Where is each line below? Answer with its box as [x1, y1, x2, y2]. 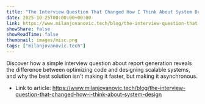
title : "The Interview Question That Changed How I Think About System [6, 9, 192, 15]
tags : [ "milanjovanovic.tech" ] [6, 43, 86, 49]
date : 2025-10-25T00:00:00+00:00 [6, 15, 92, 21]
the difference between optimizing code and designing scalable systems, [6, 66, 190, 73]
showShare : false [6, 26, 51, 32]
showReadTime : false [6, 32, 59, 38]
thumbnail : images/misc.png [6, 37, 78, 43]
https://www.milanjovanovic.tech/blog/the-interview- [52, 84, 186, 91]
